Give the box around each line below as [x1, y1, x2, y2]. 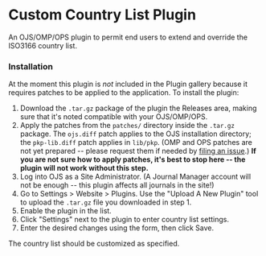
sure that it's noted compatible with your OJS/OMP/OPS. [19, 112, 208, 122]
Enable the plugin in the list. [19, 206, 113, 216]
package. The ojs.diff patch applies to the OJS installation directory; [19, 129, 252, 138]
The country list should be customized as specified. [8, 239, 180, 249]
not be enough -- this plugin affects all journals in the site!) [19, 180, 215, 190]
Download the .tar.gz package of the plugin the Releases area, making [19, 103, 257, 114]
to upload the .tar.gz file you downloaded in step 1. [19, 197, 192, 207]
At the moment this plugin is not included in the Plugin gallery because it [8, 79, 248, 89]
